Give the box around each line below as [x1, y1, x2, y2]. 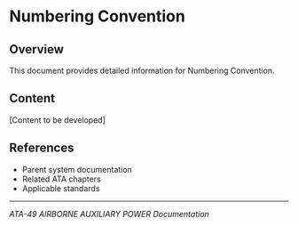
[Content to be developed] [9, 114, 106, 125]
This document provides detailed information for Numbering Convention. [9, 65, 275, 76]
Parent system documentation [21, 164, 133, 174]
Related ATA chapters [21, 174, 102, 184]
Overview [9, 42, 65, 57]
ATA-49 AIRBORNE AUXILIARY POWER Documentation [9, 208, 210, 219]
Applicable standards [21, 182, 100, 193]
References [9, 141, 74, 156]
